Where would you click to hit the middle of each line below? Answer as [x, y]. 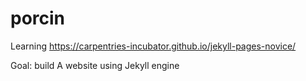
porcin [38, 18]
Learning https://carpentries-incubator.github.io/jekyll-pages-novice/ [153, 46]
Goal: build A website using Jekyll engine [95, 65]
